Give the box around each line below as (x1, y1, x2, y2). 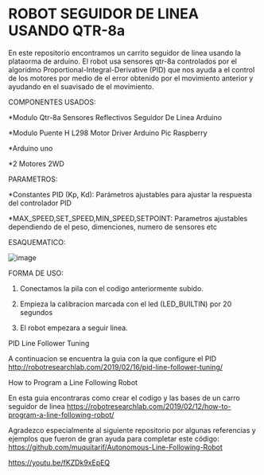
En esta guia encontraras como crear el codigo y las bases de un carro (8, 393, 241, 403)
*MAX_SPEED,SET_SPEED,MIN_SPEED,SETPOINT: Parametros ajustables (8, 213, 248, 223)
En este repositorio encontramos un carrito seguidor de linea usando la (8, 48, 241, 57)
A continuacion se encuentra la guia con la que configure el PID (8, 353, 217, 363)
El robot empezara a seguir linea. (19, 323, 129, 333)
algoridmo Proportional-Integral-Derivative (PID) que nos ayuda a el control (8, 64, 255, 74)
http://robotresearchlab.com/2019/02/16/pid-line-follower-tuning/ (8, 362, 223, 372)
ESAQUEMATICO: (8, 237, 66, 247)
